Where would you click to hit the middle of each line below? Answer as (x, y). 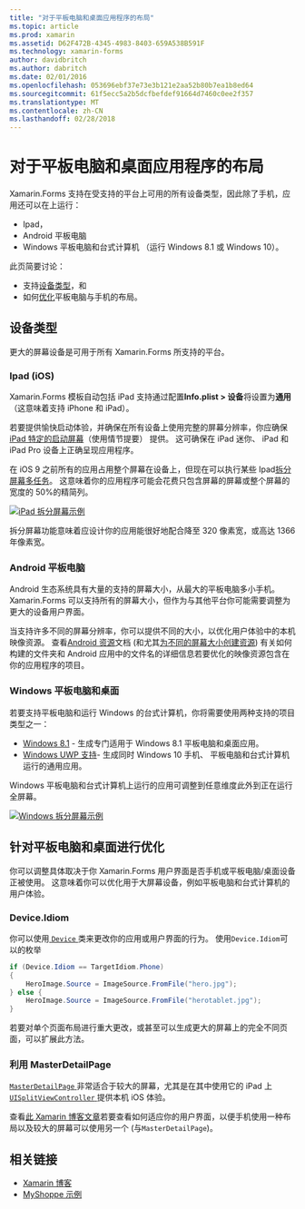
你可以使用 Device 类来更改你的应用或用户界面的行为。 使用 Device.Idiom (145, 938)
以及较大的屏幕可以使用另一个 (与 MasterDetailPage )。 (117, 1128)
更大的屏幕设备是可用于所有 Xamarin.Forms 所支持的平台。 (119, 351)
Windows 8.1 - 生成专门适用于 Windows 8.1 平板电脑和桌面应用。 (143, 743)
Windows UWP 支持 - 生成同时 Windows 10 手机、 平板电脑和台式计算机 (156, 754)
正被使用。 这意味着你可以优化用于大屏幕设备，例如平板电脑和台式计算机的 (150, 882)
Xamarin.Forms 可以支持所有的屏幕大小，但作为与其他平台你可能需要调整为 (150, 601)
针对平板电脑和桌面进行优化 (87, 847)
